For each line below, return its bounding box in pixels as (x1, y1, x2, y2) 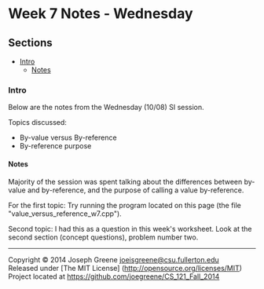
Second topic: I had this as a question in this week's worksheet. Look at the (8, 224, 252, 233)
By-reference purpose (19, 141, 92, 151)
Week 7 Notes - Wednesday (8, 5, 194, 23)
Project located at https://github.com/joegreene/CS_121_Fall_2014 (8, 272, 220, 281)
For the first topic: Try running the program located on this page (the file (8, 200, 242, 210)
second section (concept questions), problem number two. (8, 232, 199, 242)
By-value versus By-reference (19, 133, 117, 142)
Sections (8, 36, 53, 49)
